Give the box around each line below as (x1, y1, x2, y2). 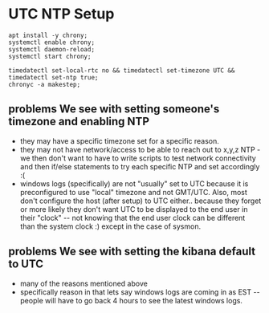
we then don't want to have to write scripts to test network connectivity (19, 153, 257, 163)
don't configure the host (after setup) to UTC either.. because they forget (19, 196, 262, 205)
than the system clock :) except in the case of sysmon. (19, 222, 202, 231)
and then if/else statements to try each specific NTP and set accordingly (19, 161, 260, 171)
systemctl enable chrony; (8, 38, 95, 47)
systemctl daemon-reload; (8, 45, 95, 53)
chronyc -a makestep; (8, 80, 81, 88)
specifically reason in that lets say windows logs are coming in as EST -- (19, 287, 260, 297)
